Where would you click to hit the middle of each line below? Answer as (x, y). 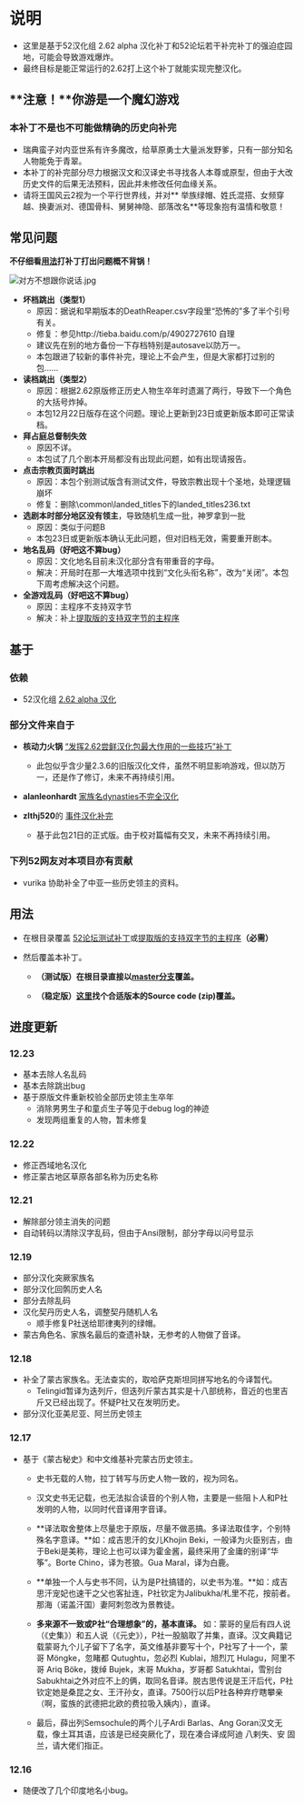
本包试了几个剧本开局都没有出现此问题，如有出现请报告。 (143, 459)
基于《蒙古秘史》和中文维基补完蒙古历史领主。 (110, 1459)
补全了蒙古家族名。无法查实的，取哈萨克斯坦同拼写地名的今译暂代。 (150, 1379)
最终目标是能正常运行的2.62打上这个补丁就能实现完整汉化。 (134, 68)
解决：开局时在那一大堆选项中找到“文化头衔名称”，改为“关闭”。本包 (162, 573)
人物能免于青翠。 (54, 161)
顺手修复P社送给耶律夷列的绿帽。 (98, 1323)
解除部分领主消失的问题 (66, 1221)
